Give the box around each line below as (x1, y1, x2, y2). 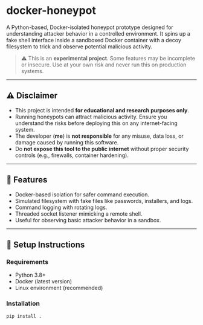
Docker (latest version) (14, 278, 72, 285)
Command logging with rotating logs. (14, 204, 108, 211)
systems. (21, 67, 44, 74)
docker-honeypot (6, 4, 97, 18)
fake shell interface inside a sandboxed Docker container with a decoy (6, 36, 181, 43)
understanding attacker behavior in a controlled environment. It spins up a (6, 30, 190, 37)
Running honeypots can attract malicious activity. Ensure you (14, 113, 167, 120)
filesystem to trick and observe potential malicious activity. (6, 43, 153, 50)
